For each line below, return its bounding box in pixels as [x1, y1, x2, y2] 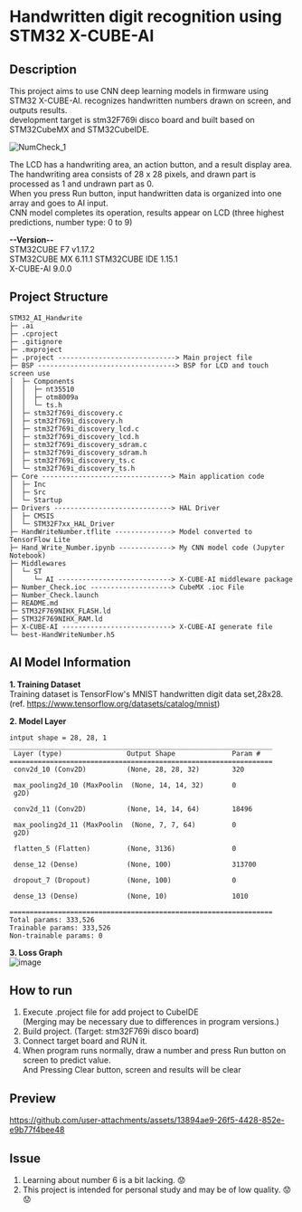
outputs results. [9, 105, 68, 115]
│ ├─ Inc [9, 480, 47, 489]
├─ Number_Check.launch [9, 590, 99, 599]
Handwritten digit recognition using [9, 6, 282, 27]
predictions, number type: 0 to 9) [9, 217, 133, 227]
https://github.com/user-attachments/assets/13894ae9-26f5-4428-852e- [9, 1115, 285, 1126]
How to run [9, 983, 73, 998]
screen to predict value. [22, 1055, 111, 1065]
